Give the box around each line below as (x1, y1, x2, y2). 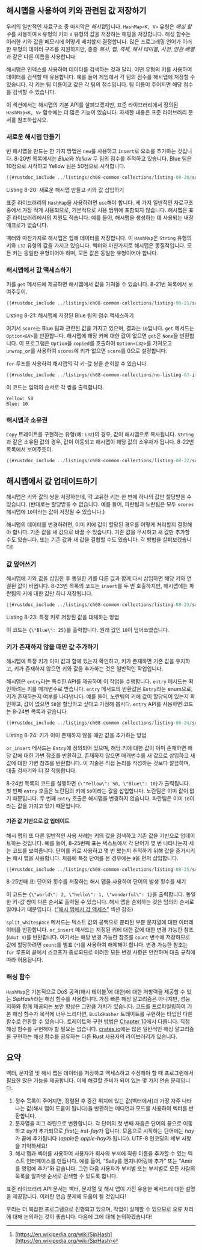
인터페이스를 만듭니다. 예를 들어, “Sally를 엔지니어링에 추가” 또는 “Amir (26, 1157, 193, 1165)
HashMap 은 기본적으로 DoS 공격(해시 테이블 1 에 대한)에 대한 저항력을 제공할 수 (6, 986, 185, 995)
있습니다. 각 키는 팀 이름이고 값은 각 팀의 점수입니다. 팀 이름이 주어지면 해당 (6, 81, 182, 88)
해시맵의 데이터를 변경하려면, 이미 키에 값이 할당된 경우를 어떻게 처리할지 (6, 521, 176, 528)
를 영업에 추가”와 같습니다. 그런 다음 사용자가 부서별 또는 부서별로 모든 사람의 (14, 1165, 195, 1172)
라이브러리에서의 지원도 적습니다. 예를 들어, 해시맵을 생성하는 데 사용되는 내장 (12, 214, 194, 221)
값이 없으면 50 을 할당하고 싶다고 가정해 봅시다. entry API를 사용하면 (23, 701, 182, 708)
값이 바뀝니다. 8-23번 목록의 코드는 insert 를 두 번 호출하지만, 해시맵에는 (17, 583, 188, 590)
